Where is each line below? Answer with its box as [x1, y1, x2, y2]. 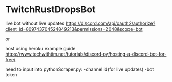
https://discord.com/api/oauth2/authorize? [66, 20, 156, 26]
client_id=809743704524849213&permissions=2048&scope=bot [5, 25, 143, 32]
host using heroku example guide [5, 45, 76, 51]
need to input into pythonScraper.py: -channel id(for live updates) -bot [5, 66, 154, 72]
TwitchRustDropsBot [5, 4, 96, 15]
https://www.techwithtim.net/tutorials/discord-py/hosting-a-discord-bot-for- [5, 51, 167, 57]
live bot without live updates [5, 20, 65, 26]
